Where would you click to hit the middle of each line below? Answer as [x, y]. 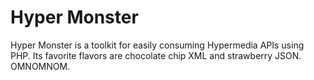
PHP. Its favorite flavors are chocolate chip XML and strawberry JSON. [156, 55]
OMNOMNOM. [40, 66]
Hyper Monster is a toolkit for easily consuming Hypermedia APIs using [157, 45]
